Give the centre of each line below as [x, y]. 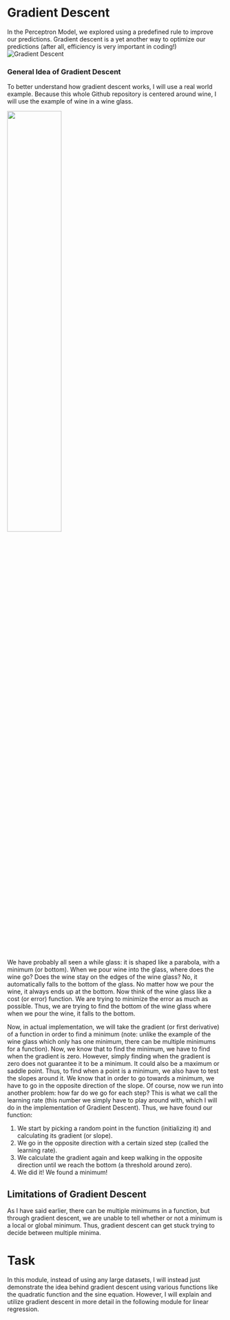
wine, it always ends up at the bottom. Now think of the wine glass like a [109, 991]
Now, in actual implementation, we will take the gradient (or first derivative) [113, 1027]
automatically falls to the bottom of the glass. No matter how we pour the [111, 984]
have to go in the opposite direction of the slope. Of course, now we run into [115, 1086]
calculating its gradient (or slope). [65, 1136]
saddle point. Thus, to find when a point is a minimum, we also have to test [113, 1071]
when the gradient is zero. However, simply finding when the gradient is [109, 1056]
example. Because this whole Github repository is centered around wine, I [112, 94]
